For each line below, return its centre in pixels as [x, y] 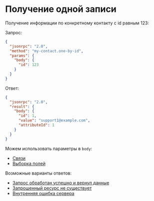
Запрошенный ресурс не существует [52, 188]
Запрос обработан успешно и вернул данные [61, 183]
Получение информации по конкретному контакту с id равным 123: [77, 23]
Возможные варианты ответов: [38, 173]
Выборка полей [29, 163]
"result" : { [22, 106]
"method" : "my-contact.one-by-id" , [47, 51]
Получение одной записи [61, 9]
